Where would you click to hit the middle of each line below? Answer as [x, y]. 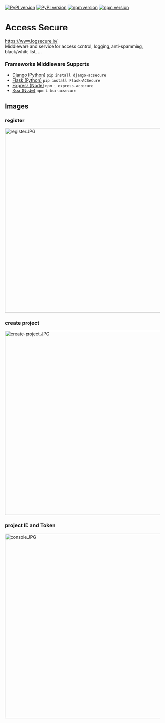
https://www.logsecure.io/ [31, 41]
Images [17, 106]
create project [22, 323]
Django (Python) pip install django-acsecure [59, 75]
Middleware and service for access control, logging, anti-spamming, [74, 46]
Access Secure [37, 28]
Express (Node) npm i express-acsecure [53, 86]
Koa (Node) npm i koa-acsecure [44, 90]
